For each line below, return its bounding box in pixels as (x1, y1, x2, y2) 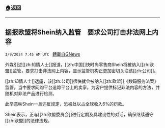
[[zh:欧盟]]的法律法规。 (5, 118, 53, 124)
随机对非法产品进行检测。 (5, 91, 57, 96)
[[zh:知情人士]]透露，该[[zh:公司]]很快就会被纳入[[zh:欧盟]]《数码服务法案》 (5, 78, 159, 84)
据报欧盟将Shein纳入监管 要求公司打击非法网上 (5, 28, 152, 36)
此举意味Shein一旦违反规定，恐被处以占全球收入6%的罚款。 (5, 101, 127, 107)
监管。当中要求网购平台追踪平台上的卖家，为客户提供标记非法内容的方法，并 (5, 85, 160, 91)
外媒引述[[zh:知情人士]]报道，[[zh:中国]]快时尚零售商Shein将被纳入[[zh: (5, 62, 150, 67)
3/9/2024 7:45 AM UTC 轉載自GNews (5, 51, 81, 57)
